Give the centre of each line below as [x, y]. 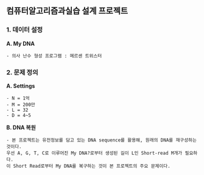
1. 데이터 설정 [25, 30]
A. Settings [21, 86]
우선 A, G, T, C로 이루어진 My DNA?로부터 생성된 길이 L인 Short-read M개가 [94, 153]
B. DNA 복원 [21, 127]
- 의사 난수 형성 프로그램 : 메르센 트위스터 [54, 56]
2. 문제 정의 [22, 72]
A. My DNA [21, 43]
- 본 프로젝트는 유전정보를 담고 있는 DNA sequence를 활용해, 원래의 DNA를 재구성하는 [101, 140]
